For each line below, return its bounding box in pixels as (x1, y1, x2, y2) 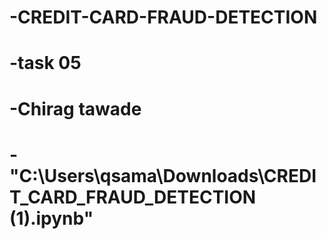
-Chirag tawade (9, 97, 142, 120)
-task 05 (9, 52, 82, 75)
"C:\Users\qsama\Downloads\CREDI (9, 164, 317, 187)
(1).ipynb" (9, 207, 94, 230)
